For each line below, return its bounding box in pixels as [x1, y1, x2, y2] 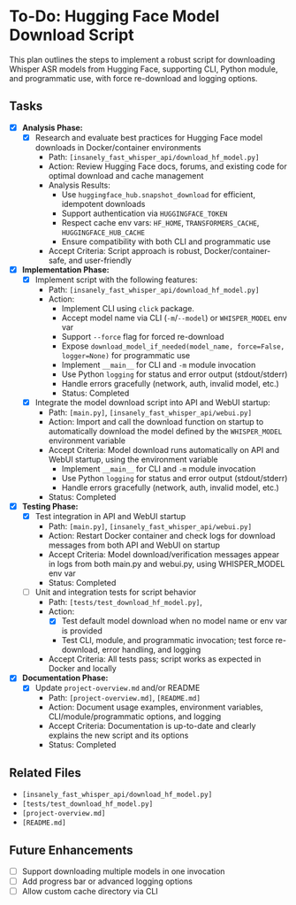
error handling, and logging [101, 644, 201, 656]
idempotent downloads [61, 198, 146, 209]
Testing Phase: [21, 502, 79, 512]
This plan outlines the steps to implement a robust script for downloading [9, 54, 276, 65]
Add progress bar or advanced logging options [21, 876, 193, 886]
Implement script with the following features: [34, 274, 198, 285]
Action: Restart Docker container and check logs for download [48, 531, 276, 541]
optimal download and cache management [48, 170, 204, 180]
